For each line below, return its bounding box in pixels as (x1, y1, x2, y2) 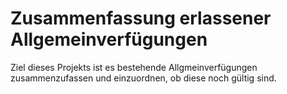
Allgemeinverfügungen (10, 28, 208, 51)
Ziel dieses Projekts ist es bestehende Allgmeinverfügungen (10, 61, 258, 73)
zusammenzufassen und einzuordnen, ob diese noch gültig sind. (10, 72, 277, 84)
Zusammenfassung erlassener (10, 7, 272, 30)
